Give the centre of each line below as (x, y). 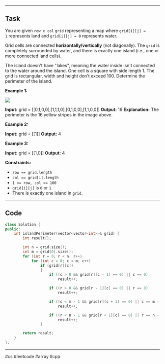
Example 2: (17, 124)
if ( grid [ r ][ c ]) (57, 265)
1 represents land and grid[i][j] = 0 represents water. (61, 36)
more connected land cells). (33, 56)
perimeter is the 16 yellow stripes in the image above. (59, 114)
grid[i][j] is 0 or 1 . (32, 187)
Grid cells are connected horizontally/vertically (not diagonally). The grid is (82, 45)
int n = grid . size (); (45, 247)
